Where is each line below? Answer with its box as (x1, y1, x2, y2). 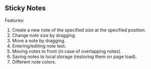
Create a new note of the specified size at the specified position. (12, 27, 146, 33)
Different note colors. (12, 58, 56, 64)
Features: (5, 17, 25, 23)
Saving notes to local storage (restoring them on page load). (12, 53, 137, 59)
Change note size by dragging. (12, 32, 76, 38)
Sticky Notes (5, 4, 46, 12)
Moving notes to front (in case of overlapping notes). (12, 48, 122, 54)
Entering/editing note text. (12, 42, 66, 49)
